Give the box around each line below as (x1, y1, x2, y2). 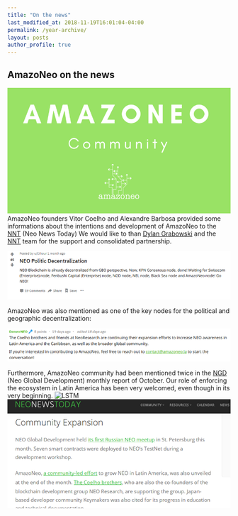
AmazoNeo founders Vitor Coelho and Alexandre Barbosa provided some (7, 214, 221, 223)
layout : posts (7, 34, 50, 41)
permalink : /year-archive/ (7, 26, 87, 33)
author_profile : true (7, 41, 72, 49)
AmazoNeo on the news (7, 68, 115, 81)
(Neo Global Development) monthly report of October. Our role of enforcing (7, 376, 227, 385)
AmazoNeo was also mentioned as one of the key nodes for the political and (7, 307, 230, 315)
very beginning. (7, 391, 53, 400)
